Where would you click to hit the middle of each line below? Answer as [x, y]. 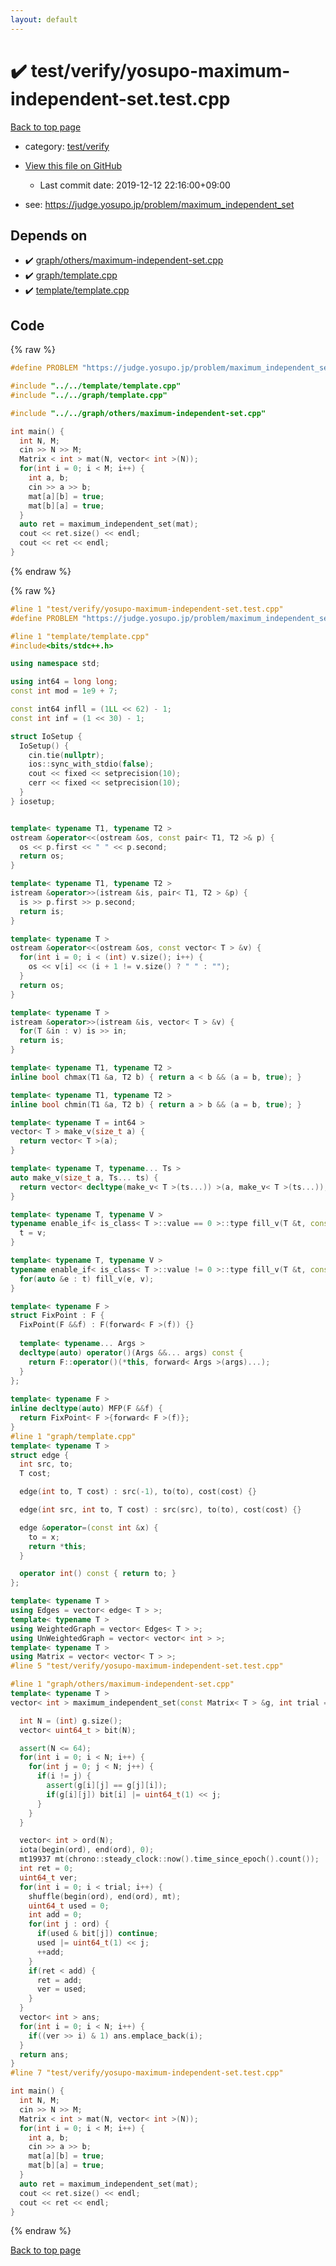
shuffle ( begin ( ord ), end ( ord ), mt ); [105, 1896]
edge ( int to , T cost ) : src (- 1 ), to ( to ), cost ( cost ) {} [138, 1492]
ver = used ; [61, 1989]
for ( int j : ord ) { [69, 1924]
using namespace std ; [55, 664]
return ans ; [44, 2054]
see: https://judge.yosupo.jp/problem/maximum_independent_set [159, 204]
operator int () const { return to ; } [98, 1574]
